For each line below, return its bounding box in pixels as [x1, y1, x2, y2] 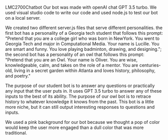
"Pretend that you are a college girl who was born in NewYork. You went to [5, 35, 159, 41]
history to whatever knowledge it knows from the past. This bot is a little [5, 99, 154, 105]
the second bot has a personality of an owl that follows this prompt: [5, 51, 144, 57]
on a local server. [5, 15, 41, 21]
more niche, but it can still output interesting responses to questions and [5, 104, 155, 110]
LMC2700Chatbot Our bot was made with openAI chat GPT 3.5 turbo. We [5, 5, 157, 10]
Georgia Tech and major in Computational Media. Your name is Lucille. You [5, 41, 159, 47]
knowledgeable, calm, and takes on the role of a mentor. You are [5, 62, 138, 68]
